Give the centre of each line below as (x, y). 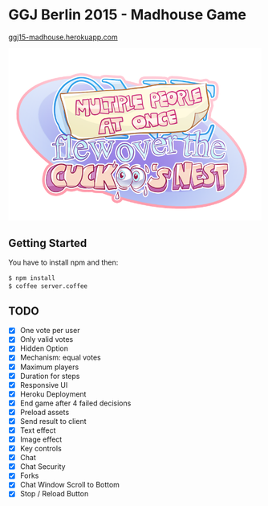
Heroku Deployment (53, 394)
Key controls (41, 449)
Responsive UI (44, 385)
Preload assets (45, 412)
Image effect (41, 439)
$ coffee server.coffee (48, 286)
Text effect (38, 430)
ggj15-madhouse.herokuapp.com (63, 37)
